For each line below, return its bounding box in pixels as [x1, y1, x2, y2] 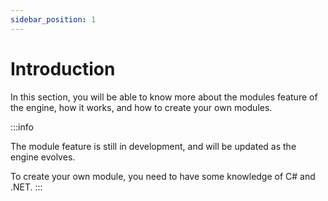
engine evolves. [10, 151, 76, 163]
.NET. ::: [10, 181, 43, 193]
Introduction [10, 57, 116, 80]
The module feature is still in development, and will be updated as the [10, 140, 297, 152]
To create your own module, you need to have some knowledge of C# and [10, 170, 316, 182]
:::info [10, 121, 34, 133]
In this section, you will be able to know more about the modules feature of [10, 91, 318, 103]
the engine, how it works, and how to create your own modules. [10, 101, 273, 113]
